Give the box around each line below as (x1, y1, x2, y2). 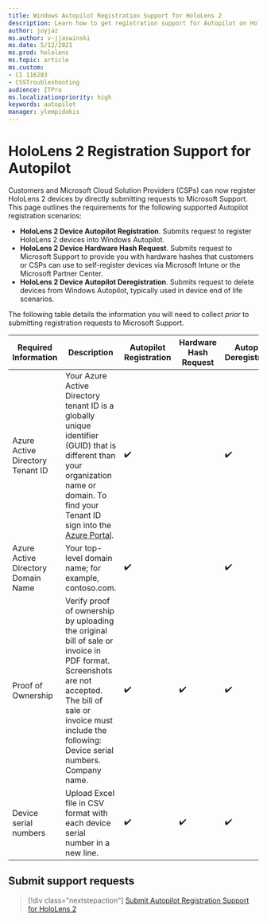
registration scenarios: (8, 210, 82, 220)
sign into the (64, 519, 111, 531)
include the (64, 724, 107, 735)
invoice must (64, 715, 113, 726)
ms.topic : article (8, 57, 69, 65)
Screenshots (64, 664, 113, 676)
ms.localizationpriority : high (8, 93, 112, 101)
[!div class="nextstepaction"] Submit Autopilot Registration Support (27, 896, 250, 905)
